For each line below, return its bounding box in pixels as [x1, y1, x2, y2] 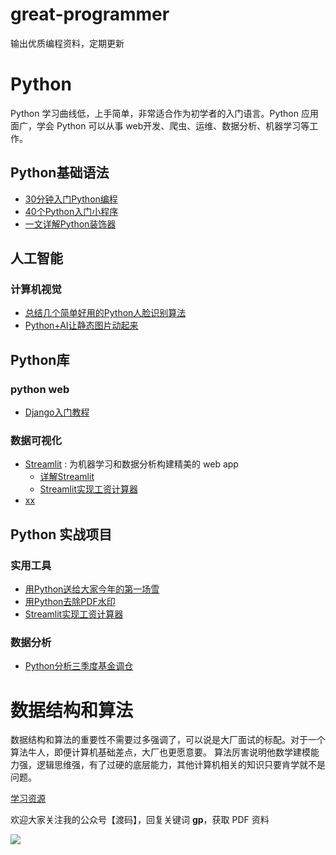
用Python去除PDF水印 [24, 596, 116, 608]
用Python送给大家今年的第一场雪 [24, 583, 160, 595]
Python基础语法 [10, 164, 110, 182]
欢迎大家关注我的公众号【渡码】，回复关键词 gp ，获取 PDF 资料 [10, 814, 270, 826]
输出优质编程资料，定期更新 [10, 37, 125, 49]
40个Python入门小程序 [24, 205, 119, 217]
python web [10, 382, 70, 396]
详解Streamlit [39, 471, 95, 483]
